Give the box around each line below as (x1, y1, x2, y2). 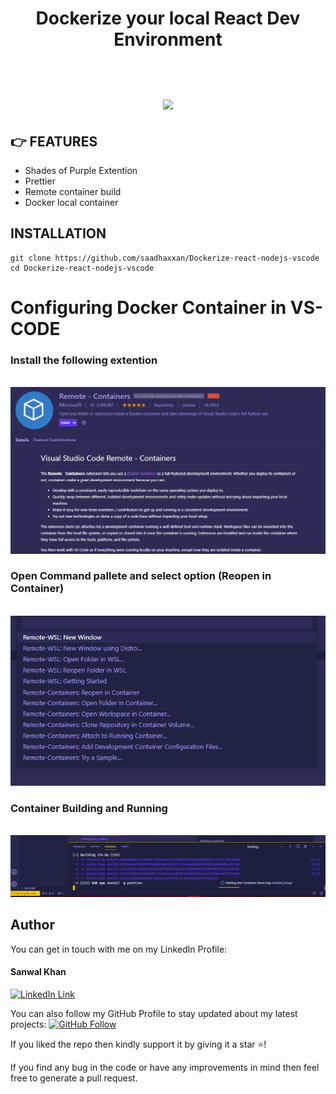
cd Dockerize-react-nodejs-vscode (10, 263, 155, 273)
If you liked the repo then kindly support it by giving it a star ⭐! (10, 1038, 267, 1050)
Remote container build (24, 186, 122, 197)
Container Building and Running (10, 802, 168, 816)
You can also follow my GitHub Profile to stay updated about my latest (10, 1007, 298, 1019)
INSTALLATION (10, 225, 107, 242)
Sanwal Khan (10, 966, 67, 978)
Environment (113, 28, 223, 51)
